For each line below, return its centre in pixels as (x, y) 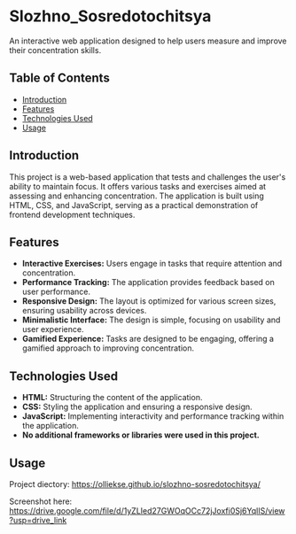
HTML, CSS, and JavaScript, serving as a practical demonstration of (134, 205)
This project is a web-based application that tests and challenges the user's (148, 177)
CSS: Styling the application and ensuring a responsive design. (137, 407)
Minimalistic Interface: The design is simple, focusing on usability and (151, 320)
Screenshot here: (41, 501)
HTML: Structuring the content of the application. (112, 398)
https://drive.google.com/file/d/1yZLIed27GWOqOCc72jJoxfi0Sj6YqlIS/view (147, 511)
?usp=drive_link (38, 520)
